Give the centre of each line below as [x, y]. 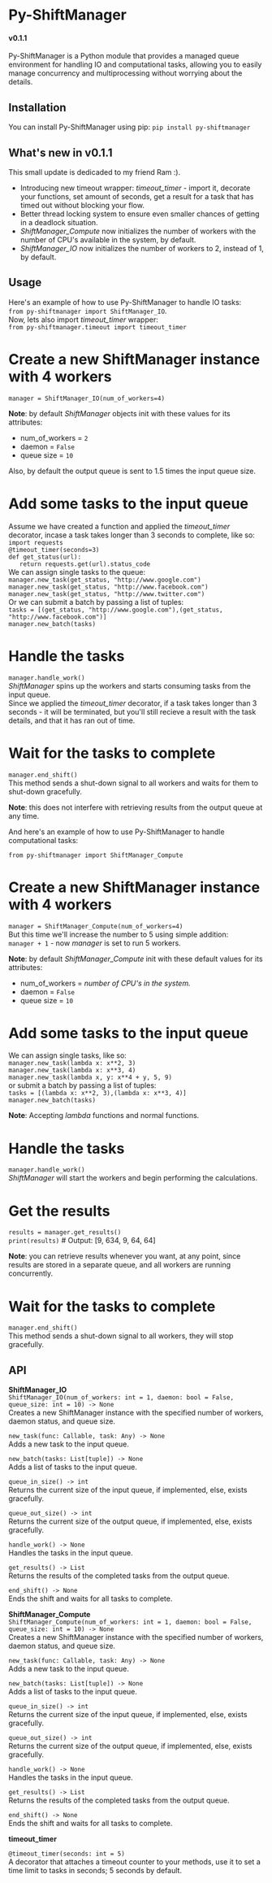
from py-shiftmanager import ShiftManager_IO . [88, 311]
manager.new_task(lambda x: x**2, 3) [72, 1063]
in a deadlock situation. [59, 223]
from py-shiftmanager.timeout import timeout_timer [97, 327]
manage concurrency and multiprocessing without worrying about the [125, 73]
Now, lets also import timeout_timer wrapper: [83, 320]
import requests [36, 542]
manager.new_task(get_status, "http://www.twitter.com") [107, 594]
